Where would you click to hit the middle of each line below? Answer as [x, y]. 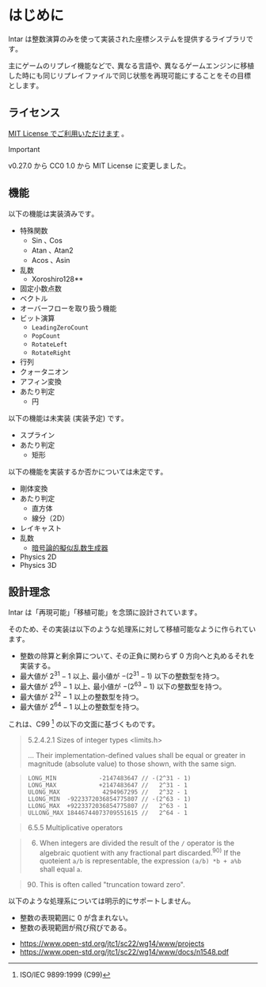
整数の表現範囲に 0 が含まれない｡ [74, 918]
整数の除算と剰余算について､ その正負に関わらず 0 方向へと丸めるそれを [137, 656]
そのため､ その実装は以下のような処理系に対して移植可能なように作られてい [132, 629]
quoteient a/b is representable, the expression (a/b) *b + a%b [140, 861]
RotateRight [51, 352]
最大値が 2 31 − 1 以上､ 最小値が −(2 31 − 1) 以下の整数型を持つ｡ [120, 676]
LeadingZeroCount [60, 328]
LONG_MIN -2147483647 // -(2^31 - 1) [109, 778]
